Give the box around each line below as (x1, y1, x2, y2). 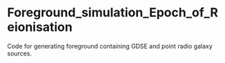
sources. (7, 49, 32, 58)
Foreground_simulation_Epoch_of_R (7, 5, 219, 21)
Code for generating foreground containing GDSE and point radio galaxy (7, 42, 213, 50)
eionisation (7, 19, 72, 35)
